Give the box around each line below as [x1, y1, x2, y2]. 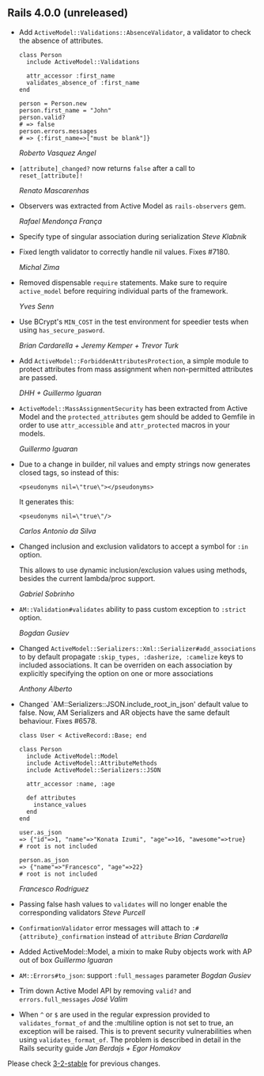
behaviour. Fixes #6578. [18, 716, 98, 725]
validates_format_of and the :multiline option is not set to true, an [18, 1017, 234, 1028]
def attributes [26, 793, 77, 802]
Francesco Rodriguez [18, 884, 89, 893]
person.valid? [18, 113, 66, 121]
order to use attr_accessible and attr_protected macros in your [18, 420, 230, 430]
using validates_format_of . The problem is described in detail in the [18, 1035, 242, 1044]
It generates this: [18, 496, 74, 506]
